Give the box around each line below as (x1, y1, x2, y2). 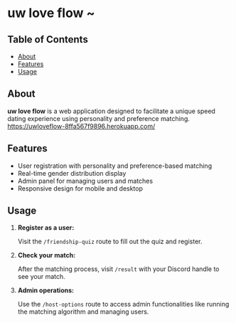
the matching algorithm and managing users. (17, 307, 149, 316)
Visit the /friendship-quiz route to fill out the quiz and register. (17, 237, 203, 246)
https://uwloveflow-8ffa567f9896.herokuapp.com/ (7, 122, 156, 130)
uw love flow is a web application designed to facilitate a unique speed (7, 107, 215, 115)
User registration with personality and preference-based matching (17, 161, 212, 170)
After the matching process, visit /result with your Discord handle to (17, 265, 220, 273)
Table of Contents (7, 33, 89, 46)
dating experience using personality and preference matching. (7, 114, 191, 122)
